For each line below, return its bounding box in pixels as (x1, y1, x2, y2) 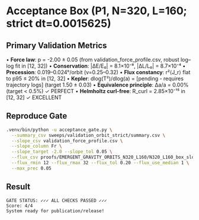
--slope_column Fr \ (11, 144, 62, 149)
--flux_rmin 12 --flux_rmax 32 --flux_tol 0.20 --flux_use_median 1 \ (11, 160, 190, 166)
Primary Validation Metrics (6, 40, 107, 50)
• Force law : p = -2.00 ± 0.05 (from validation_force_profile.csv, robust (6, 56, 179, 63)
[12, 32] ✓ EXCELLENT (6, 94, 62, 101)
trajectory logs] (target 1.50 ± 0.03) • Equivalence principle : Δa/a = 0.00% (6, 81, 189, 88)
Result (6, 182, 31, 192)
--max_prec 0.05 (11, 165, 52, 171)
